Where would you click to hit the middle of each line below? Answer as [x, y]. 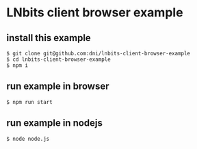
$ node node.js [28, 139]
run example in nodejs [55, 123]
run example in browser [58, 86]
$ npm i [17, 66]
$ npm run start [29, 102]
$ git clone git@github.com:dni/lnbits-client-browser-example [98, 53]
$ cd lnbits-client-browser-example [58, 59]
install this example [49, 38]
